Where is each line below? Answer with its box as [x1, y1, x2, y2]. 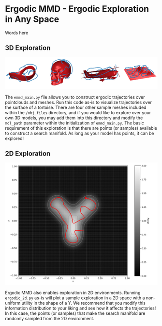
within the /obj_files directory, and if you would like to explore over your [5, 109, 151, 115]
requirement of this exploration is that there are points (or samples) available [5, 125, 157, 131]
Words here [5, 30, 29, 35]
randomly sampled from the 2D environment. [5, 316, 94, 322]
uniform [5, 300, 21, 306]
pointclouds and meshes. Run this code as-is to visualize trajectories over [5, 99, 152, 105]
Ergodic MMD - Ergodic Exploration [5, 3, 149, 15]
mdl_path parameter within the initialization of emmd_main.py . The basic [5, 120, 144, 126]
